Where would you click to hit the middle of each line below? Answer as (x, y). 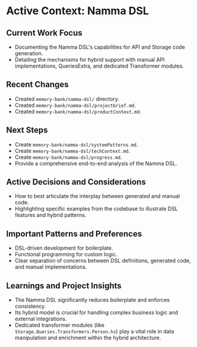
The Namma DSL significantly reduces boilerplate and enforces (92, 300)
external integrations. (41, 319)
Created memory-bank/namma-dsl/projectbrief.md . (75, 105)
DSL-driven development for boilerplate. (64, 248)
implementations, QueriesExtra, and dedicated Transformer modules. (99, 66)
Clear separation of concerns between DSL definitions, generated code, (103, 261)
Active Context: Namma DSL (78, 11)
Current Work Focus (45, 33)
